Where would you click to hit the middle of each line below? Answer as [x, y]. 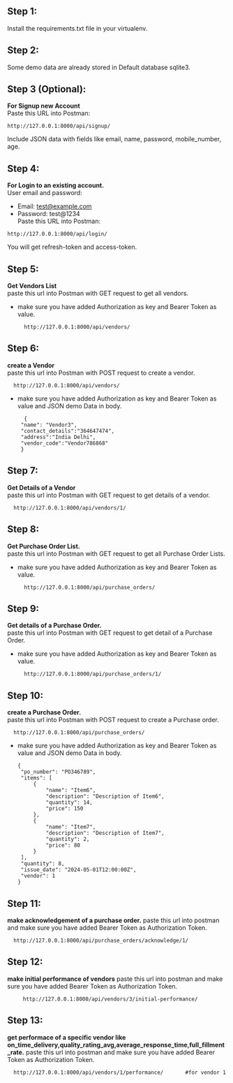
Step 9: [23, 609]
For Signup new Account [44, 106]
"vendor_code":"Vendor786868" [65, 443]
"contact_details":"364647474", [68, 431]
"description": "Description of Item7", [105, 833]
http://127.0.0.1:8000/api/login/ [58, 234]
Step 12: [25, 962]
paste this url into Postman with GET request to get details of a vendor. [109, 495]
